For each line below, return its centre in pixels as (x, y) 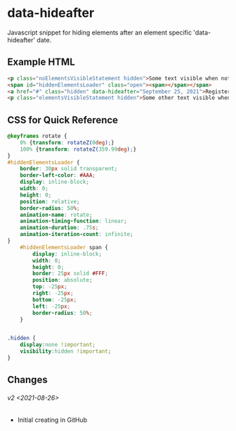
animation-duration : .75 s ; (59, 228)
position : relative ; (50, 201)
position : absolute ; (63, 280)
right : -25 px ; (53, 294)
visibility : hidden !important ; (66, 351)
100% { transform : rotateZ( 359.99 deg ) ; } (78, 149)
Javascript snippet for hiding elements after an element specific (99, 32)
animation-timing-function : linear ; (74, 221)
